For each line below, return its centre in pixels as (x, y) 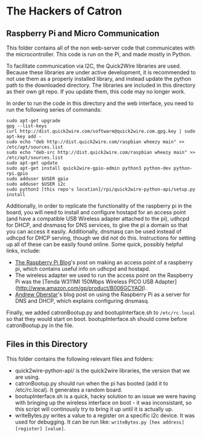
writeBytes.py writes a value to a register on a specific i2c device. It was (105, 415)
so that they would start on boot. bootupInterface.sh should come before (97, 319)
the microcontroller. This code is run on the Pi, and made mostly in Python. (99, 54)
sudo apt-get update (32, 163)
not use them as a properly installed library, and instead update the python (99, 79)
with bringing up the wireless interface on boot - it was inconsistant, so (103, 402)
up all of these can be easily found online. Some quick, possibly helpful (95, 244)
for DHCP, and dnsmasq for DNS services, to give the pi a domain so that (97, 225)
